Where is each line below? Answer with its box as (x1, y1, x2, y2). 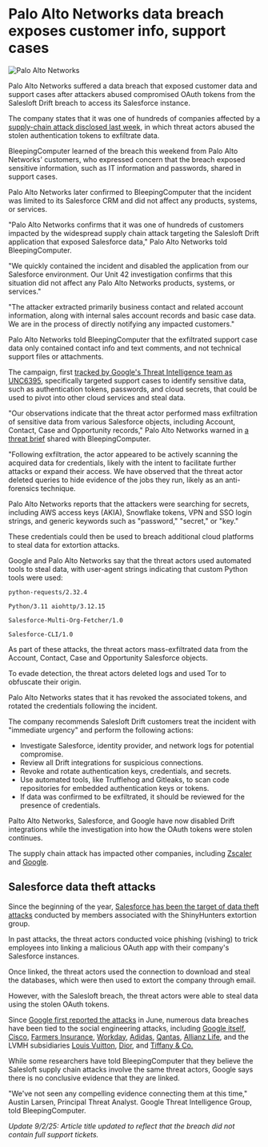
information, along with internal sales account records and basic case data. (8, 310, 256, 320)
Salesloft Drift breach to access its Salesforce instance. (8, 98, 190, 107)
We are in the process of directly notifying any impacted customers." (8, 318, 235, 329)
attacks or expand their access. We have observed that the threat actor (8, 466, 243, 476)
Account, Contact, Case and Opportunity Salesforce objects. (8, 653, 208, 663)
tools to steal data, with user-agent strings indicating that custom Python (8, 564, 248, 573)
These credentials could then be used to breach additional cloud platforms (8, 531, 254, 541)
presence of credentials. (19, 800, 101, 810)
